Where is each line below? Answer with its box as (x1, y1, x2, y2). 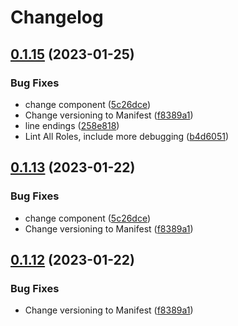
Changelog (10, 6, 104, 29)
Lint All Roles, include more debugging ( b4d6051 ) (24, 130, 230, 142)
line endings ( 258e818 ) (24, 119, 120, 131)
